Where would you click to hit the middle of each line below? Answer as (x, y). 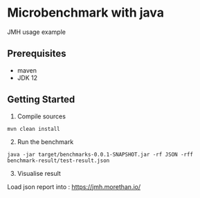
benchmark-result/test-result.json (58, 161)
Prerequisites (37, 54)
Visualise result (39, 173)
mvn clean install (34, 129)
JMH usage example (36, 32)
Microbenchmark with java (86, 13)
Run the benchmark (45, 142)
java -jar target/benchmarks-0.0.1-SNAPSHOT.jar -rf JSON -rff (100, 154)
